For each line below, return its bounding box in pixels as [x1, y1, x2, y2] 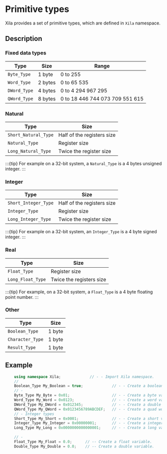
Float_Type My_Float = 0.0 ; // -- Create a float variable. [14, 439, 153, 444]
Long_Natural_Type [7, 148, 51, 154]
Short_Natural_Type [7, 132, 54, 138]
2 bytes [38, 79, 56, 86]
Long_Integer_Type [7, 216, 51, 222]
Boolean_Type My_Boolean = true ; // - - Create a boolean [14, 384, 164, 389]
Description [5, 34, 42, 43]
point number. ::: [5, 294, 39, 300]
